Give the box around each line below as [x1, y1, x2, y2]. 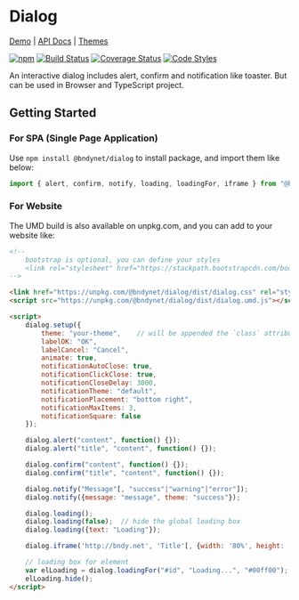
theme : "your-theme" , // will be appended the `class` [41, 328, 261, 337]
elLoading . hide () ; [25, 574, 93, 583]
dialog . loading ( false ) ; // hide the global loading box [25, 517, 241, 526]
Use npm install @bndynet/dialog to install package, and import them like [9, 152, 280, 163]
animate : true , [41, 353, 98, 362]
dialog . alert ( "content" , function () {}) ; [25, 436, 181, 445]
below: [9, 162, 34, 173]
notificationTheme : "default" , [41, 386, 158, 395]
